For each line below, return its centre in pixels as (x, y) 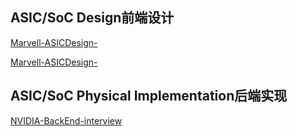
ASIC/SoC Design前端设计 (92, 18)
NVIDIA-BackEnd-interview (66, 120)
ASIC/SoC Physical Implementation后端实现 (149, 96)
